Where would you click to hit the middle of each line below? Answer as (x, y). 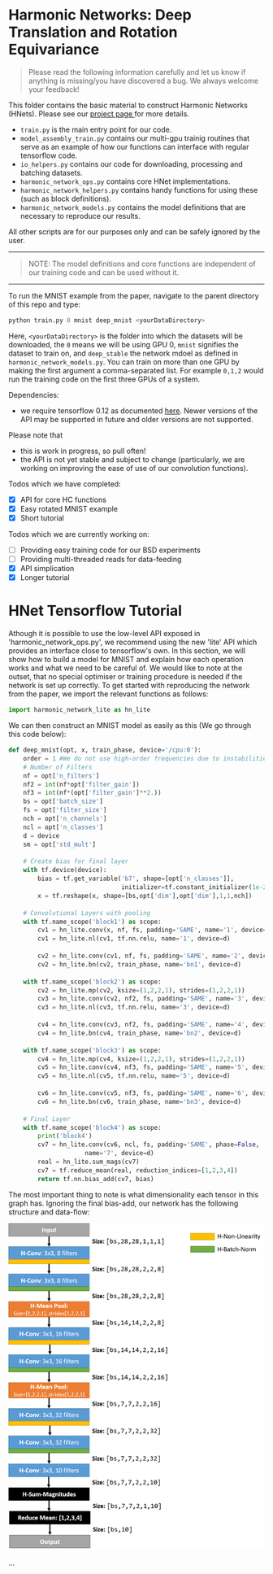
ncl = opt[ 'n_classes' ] (63, 827)
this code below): (37, 735)
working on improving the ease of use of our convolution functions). (134, 468)
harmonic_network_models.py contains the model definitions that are (133, 207)
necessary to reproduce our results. (80, 216)
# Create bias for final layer (76, 861)
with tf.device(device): (65, 870)
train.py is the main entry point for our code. (96, 129)
